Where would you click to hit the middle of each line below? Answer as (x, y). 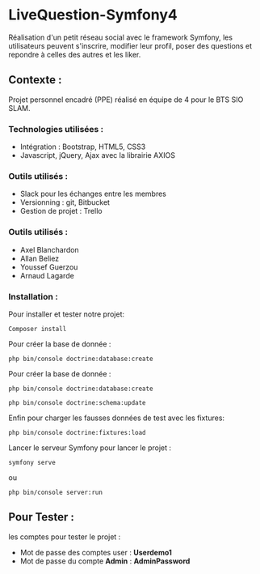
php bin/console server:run (56, 492)
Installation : (33, 296)
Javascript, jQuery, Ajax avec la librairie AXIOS (98, 155)
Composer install (38, 329)
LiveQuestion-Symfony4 (93, 15)
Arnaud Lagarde (47, 275)
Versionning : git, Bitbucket (65, 202)
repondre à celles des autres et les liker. (75, 54)
